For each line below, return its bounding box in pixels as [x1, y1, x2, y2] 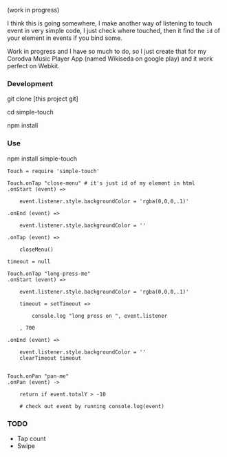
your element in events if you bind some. [7, 34, 122, 42]
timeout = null [7, 258, 51, 265]
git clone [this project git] [7, 94, 79, 103]
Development [7, 79, 54, 88]
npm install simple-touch [7, 154, 78, 163]
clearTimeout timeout [19, 354, 81, 361]
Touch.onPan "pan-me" [7, 372, 69, 380]
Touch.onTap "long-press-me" [7, 270, 91, 277]
